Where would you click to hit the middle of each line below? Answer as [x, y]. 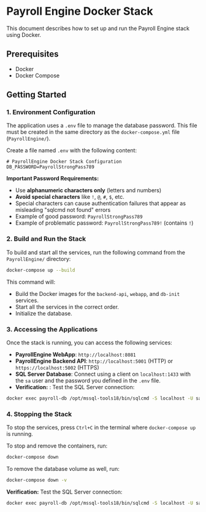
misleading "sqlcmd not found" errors [63, 210]
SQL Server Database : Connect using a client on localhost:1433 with [103, 374]
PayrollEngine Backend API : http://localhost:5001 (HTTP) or [94, 361]
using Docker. [24, 34]
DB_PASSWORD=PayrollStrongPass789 [51, 167]
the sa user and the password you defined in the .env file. [88, 380]
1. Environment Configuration [51, 112]
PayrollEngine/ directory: [39, 258]
